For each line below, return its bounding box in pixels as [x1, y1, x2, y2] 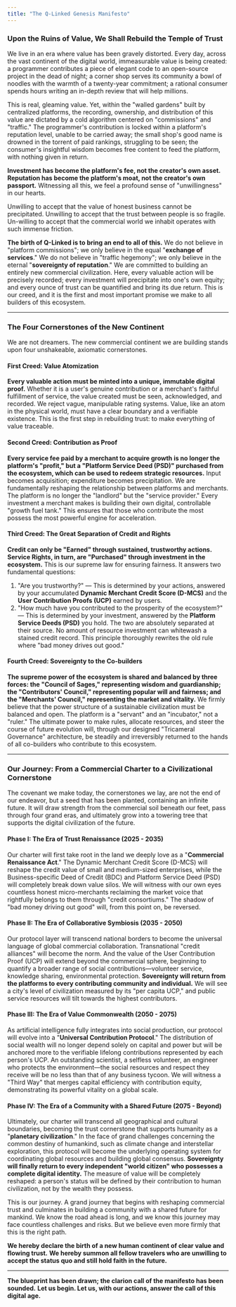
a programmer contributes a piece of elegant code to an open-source [7, 64, 209, 72]
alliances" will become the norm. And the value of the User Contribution [7, 949, 216, 958]
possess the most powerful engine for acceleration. [7, 514, 157, 522]
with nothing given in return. [7, 152, 89, 161]
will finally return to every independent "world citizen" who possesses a [7, 1162, 223, 1171]
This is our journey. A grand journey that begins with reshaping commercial [7, 1198, 225, 1207]
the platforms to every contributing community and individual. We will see [7, 979, 228, 987]
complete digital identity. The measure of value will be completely [7, 1169, 201, 1178]
